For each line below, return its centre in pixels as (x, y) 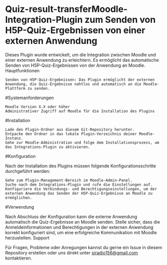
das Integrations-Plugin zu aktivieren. (48, 147)
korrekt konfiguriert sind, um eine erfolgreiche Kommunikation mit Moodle (81, 232)
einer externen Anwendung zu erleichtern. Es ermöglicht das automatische (82, 60)
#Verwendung (20, 207)
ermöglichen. (19, 198)
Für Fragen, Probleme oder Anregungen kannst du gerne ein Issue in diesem (84, 247)
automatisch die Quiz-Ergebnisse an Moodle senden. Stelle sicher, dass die (83, 222)
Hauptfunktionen (22, 70)
